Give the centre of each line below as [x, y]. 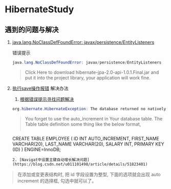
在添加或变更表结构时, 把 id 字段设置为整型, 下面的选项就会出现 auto [89, 174]
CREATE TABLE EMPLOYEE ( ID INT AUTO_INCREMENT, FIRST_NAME [86, 138]
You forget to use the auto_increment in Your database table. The [94, 118]
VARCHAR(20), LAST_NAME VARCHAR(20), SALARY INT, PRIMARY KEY [88, 144]
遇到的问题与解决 [32, 29]
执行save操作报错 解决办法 [40, 88]
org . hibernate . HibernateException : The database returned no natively [89, 109]
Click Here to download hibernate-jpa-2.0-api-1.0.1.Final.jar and [92, 72]
